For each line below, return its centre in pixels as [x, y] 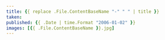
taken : [14, 17]
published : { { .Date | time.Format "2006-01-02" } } [71, 22]
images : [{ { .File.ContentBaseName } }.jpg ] [60, 28]
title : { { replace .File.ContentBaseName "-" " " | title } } [83, 11]
